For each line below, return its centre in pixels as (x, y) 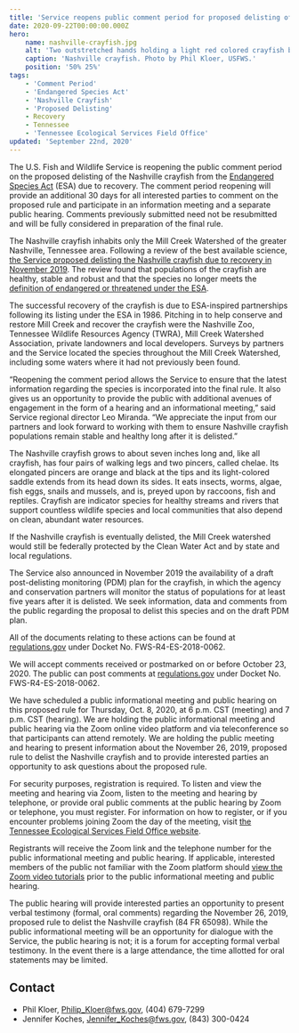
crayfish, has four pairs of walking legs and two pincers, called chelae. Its (144, 463)
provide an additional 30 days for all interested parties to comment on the (144, 195)
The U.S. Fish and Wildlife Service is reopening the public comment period (146, 166)
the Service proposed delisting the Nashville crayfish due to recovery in (141, 260)
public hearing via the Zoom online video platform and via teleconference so (149, 728)
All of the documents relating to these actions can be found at (122, 637)
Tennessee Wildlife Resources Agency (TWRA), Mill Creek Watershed (137, 334)
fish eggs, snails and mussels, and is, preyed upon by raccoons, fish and (142, 491)
